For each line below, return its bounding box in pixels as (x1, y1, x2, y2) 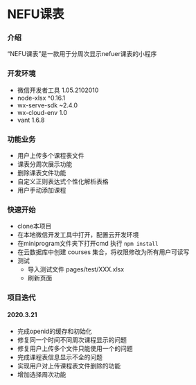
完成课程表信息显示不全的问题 (17, 352, 103, 361)
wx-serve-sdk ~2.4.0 (17, 101, 78, 109)
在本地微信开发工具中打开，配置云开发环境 (17, 231, 139, 239)
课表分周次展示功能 (17, 160, 73, 168)
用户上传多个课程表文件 (17, 152, 84, 160)
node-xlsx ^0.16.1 (17, 93, 66, 102)
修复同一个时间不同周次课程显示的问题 (17, 335, 127, 343)
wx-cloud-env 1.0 (17, 108, 68, 116)
